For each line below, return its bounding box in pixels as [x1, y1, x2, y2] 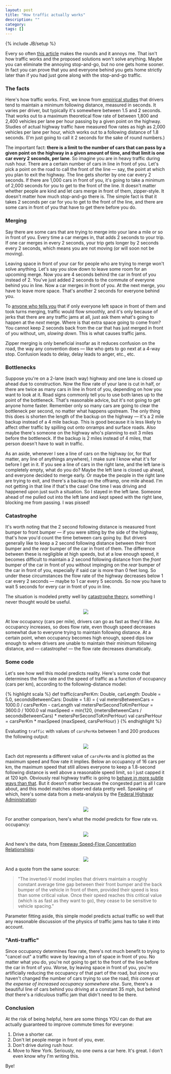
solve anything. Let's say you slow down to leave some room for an [5, 266, 147, 272]
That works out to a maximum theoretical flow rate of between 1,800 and [5, 113, 158, 119]
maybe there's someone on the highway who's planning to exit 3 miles [5, 430, 154, 436]
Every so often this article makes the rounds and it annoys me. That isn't [5, 51, 157, 57]
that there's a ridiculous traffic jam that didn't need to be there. [5, 991, 138, 998]
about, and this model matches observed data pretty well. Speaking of [5, 785, 153, 792]
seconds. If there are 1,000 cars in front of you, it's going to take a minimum [5, 177, 165, 183]
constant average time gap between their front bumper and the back [17, 881, 162, 887]
